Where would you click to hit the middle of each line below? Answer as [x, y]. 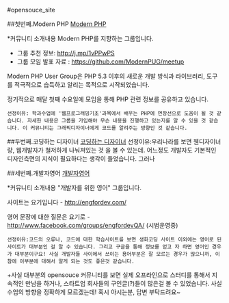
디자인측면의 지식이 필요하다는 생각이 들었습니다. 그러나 [81, 159]
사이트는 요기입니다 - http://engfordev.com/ [67, 202]
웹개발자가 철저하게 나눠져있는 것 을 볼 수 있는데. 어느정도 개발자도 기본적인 [116, 150]
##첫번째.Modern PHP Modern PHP [57, 24]
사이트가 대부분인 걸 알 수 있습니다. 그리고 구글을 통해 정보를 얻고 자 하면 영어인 [108, 247]
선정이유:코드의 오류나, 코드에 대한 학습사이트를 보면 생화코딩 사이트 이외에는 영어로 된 [114, 239]
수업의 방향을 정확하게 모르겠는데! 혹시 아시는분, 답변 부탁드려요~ [94, 292]
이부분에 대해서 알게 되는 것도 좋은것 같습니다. [77, 261]
